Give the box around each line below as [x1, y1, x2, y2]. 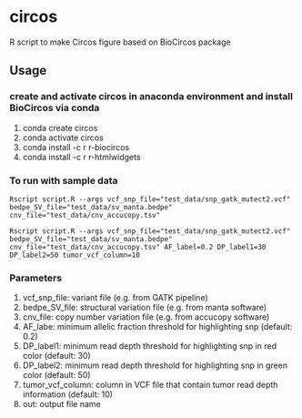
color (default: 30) [22, 351, 91, 362]
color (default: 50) [22, 370, 91, 381]
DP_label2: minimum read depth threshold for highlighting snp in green [22, 360, 288, 371]
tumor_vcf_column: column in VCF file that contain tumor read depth [22, 380, 278, 391]
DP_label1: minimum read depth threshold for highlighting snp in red [22, 341, 277, 352]
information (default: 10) [22, 389, 114, 400]
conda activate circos [22, 132, 105, 143]
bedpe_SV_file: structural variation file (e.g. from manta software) [22, 302, 267, 313]
